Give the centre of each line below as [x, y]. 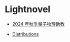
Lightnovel [28, 9]
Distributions [25, 34]
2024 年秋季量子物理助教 [38, 24]
